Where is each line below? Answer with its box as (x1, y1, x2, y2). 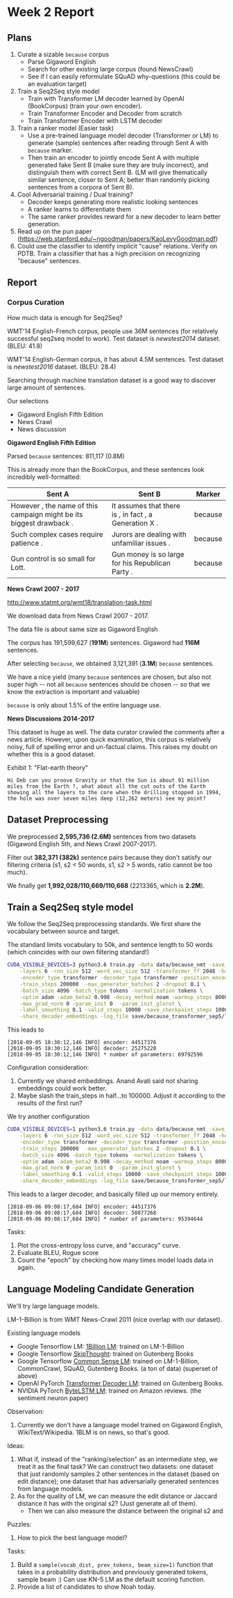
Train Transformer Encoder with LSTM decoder (27, 117, 163, 125)
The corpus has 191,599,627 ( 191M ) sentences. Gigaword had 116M (7, 638, 200, 646)
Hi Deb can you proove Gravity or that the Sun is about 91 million (7, 777, 209, 784)
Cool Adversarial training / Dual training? (17, 190, 133, 199)
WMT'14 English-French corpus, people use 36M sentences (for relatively (7, 327, 218, 335)
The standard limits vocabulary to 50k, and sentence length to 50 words (7, 941, 213, 949)
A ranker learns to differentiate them (27, 205, 132, 213)
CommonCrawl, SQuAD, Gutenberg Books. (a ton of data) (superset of (17, 1364, 218, 1372)
